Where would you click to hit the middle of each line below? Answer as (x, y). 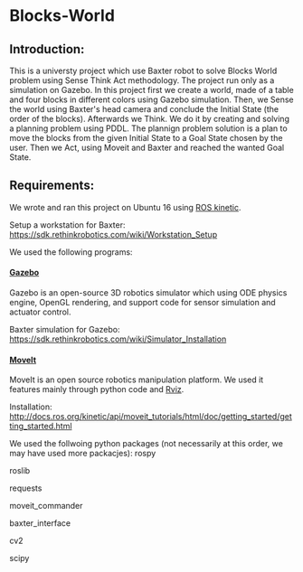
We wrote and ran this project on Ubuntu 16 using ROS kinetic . (125, 207)
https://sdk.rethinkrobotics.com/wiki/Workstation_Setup (114, 234)
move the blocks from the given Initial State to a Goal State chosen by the (146, 138)
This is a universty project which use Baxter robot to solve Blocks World (143, 70)
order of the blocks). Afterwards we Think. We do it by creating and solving (149, 119)
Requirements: (52, 186)
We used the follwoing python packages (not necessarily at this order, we (146, 444)
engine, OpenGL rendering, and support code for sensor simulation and (142, 303)
